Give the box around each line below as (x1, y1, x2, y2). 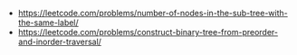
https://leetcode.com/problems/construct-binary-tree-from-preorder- (17, 27, 279, 37)
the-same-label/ (17, 17, 79, 28)
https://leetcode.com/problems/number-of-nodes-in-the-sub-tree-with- (17, 8, 288, 18)
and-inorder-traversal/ (17, 36, 102, 47)
